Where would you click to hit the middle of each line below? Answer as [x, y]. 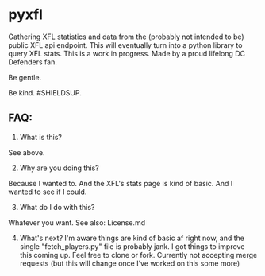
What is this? [40, 137]
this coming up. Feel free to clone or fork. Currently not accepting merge [138, 255]
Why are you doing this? [59, 168]
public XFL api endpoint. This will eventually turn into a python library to [125, 45]
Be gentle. [25, 77]
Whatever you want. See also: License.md [77, 222]
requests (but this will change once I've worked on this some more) [130, 263]
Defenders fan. [33, 62]
